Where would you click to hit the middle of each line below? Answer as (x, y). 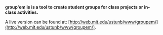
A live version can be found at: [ (38, 22)
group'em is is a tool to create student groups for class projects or (74, 7)
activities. (28, 12)
